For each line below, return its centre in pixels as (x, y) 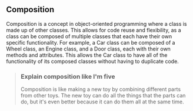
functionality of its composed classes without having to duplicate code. (93, 61)
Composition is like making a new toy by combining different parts (101, 89)
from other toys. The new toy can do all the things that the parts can (103, 96)
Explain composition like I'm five (68, 76)
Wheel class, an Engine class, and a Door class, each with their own (88, 49)
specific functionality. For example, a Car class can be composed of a (91, 42)
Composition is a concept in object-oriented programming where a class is (96, 23)
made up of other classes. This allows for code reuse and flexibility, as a (94, 30)
